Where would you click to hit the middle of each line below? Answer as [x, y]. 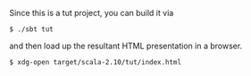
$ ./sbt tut [31, 30]
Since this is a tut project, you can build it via [92, 13]
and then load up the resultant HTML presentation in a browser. [126, 46]
